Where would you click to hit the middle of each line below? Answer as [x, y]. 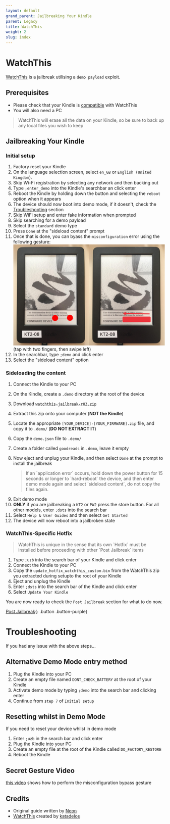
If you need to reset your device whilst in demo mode [61, 729]
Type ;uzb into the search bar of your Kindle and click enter [75, 560]
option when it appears [37, 199]
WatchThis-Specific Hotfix [39, 534]
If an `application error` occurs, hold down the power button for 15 [94, 473]
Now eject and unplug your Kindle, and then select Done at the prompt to [88, 458]
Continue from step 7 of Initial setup [53, 701]
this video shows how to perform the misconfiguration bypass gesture [79, 783]
